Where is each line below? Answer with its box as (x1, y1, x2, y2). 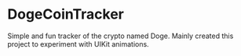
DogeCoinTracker (7, 5, 125, 23)
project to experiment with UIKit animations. (7, 39, 150, 48)
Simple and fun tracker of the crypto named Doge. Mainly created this (7, 31, 234, 40)
